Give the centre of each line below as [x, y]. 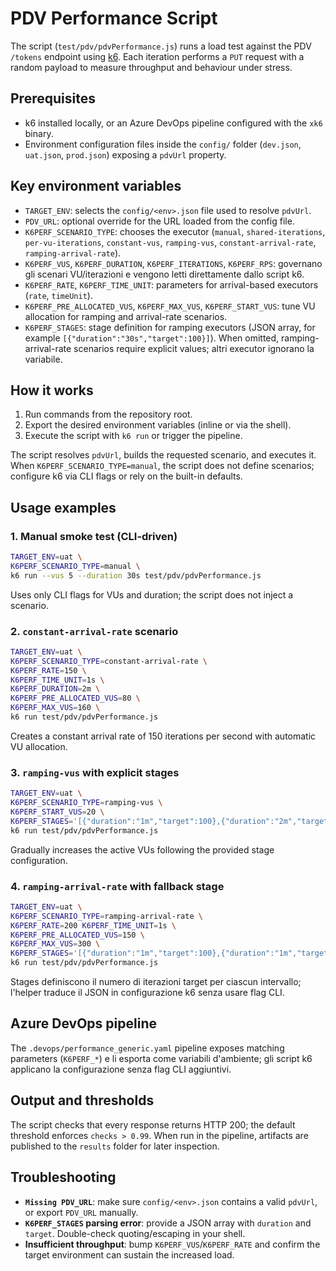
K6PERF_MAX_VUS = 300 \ [55, 944]
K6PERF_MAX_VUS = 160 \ [55, 708]
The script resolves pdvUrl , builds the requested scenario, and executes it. [163, 455]
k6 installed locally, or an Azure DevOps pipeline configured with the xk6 [173, 123]
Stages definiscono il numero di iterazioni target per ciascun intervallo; [156, 982]
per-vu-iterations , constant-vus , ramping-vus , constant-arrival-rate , [170, 242]
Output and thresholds [82, 1100]
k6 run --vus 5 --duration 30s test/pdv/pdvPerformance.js [136, 575]
